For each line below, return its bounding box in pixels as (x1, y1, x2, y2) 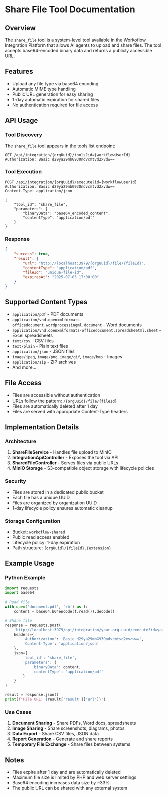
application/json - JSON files (12, 348, 75, 354)
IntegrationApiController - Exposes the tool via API (12, 455, 119, 461)
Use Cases (5, 708, 32, 715)
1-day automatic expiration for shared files (12, 96, 100, 102)
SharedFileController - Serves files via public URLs (12, 460, 119, 466)
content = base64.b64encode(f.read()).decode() (14, 609, 115, 614)
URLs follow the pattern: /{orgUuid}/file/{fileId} (12, 397, 117, 404)
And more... (12, 364, 37, 370)
